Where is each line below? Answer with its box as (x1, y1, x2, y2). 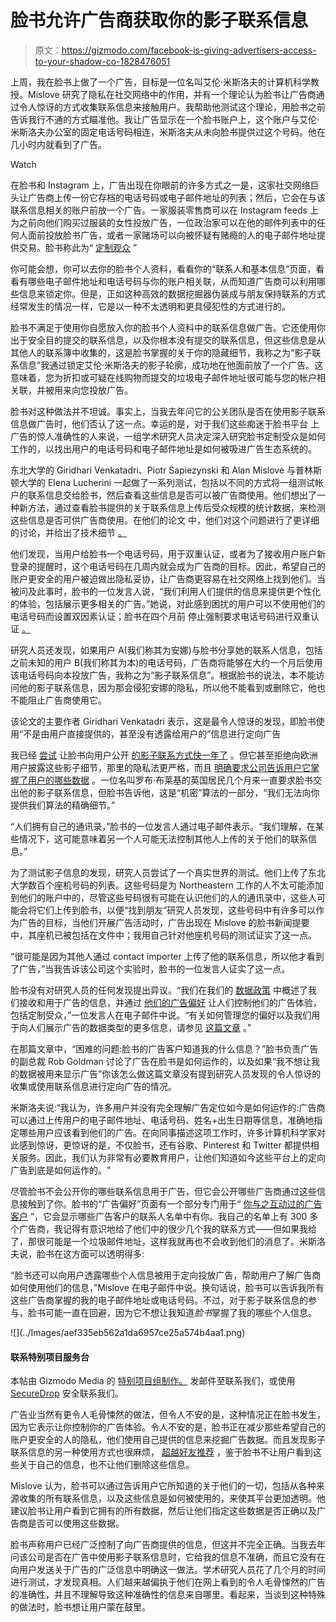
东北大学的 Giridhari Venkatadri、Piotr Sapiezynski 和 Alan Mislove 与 (10, 464, 297, 476)
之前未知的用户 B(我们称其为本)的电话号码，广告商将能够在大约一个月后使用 (10, 656, 323, 668)
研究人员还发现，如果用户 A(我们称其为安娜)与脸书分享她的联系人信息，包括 (10, 644, 323, 656)
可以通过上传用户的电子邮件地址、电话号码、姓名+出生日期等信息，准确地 (10, 1114, 315, 1126)
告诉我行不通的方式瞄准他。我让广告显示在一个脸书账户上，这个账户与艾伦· (10, 113, 320, 125)
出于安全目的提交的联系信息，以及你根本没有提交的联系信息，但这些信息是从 (10, 334, 326, 346)
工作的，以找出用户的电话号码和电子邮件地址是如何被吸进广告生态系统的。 (10, 442, 317, 455)
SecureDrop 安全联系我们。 (10, 1387, 124, 1400)
